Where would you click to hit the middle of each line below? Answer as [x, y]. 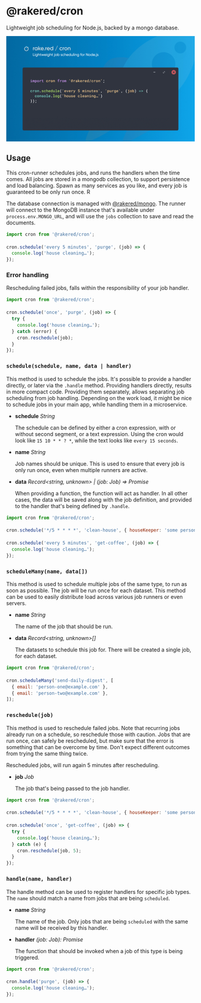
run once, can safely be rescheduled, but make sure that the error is [90, 741]
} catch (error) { [35, 331]
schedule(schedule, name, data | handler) [69, 366]
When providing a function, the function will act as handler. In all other [101, 493]
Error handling [28, 275]
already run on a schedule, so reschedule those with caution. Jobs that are [98, 734]
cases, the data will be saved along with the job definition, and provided [103, 500]
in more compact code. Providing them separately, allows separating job [95, 392]
